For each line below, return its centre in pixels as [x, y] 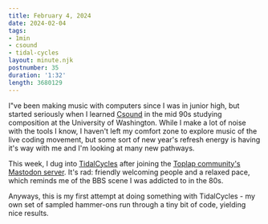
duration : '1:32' [37, 75]
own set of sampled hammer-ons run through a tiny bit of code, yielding [127, 204]
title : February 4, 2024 [50, 16]
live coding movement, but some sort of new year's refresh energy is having [134, 139]
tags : [17, 30]
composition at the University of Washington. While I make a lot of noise [127, 122]
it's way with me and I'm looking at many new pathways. [102, 148]
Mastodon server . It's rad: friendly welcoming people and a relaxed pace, [129, 172]
